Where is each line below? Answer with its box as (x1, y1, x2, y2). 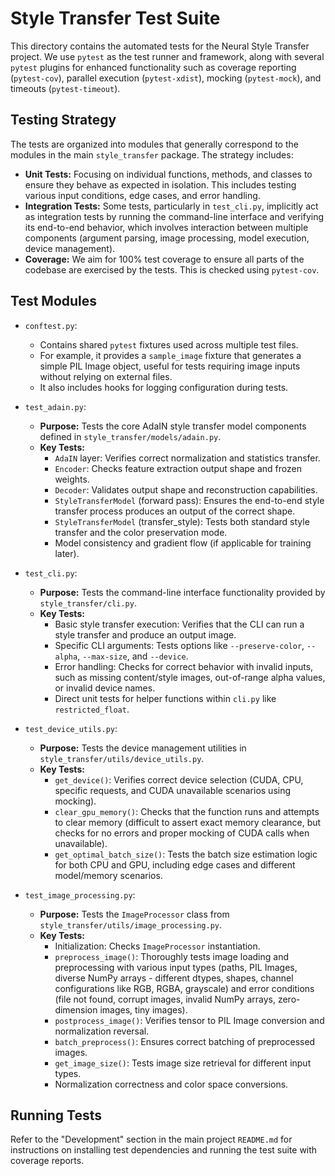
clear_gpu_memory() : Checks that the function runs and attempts (54, 805, 320, 817)
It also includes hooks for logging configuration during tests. (39, 381, 289, 393)
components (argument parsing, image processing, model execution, (24, 232, 310, 244)
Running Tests (10, 1107, 102, 1124)
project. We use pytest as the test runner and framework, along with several (10, 50, 325, 62)
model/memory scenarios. (54, 869, 163, 881)
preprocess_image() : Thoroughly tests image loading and (54, 950, 289, 962)
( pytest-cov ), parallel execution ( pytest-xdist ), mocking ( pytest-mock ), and (10, 72, 322, 84)
